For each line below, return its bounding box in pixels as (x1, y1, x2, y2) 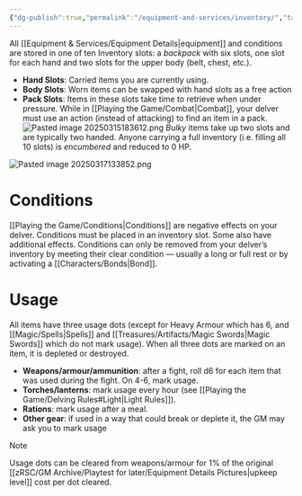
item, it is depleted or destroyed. (9, 348, 129, 359)
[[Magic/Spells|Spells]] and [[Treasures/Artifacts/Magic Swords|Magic (9, 329, 271, 340)
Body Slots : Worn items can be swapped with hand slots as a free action (22, 84, 292, 94)
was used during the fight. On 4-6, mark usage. (22, 375, 200, 385)
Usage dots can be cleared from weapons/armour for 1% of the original (9, 457, 274, 468)
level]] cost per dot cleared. (9, 476, 112, 487)
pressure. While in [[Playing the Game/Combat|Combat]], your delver (22, 102, 279, 113)
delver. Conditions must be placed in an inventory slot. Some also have (9, 229, 272, 240)
